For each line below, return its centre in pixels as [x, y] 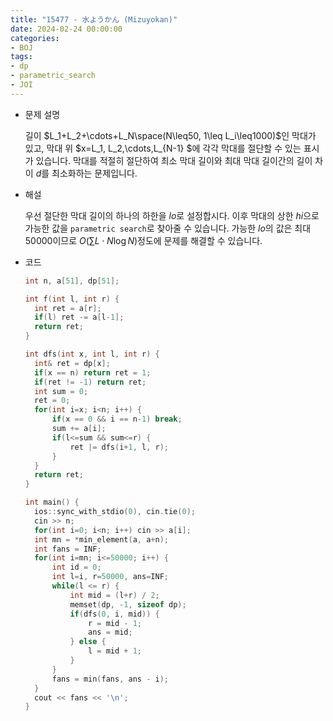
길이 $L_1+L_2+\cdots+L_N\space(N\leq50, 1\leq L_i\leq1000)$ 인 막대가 [170, 135]
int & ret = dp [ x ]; [72, 363]
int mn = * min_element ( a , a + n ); [102, 539]
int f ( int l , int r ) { [72, 299]
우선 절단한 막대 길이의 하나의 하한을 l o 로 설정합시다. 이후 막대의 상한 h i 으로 [172, 215]
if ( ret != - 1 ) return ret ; [90, 382]
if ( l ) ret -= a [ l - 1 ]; [79, 317]
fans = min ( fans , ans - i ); [110, 679]
